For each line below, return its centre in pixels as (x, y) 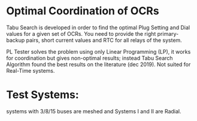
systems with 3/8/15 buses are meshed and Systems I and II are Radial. (94, 111)
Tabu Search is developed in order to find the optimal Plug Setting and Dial (98, 27)
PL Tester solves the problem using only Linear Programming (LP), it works (99, 51)
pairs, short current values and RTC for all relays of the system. (104, 40)
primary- (168, 33)
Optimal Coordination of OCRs (83, 11)
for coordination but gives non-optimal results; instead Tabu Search (90, 58)
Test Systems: (43, 95)
